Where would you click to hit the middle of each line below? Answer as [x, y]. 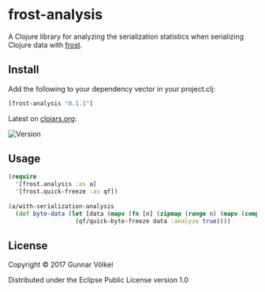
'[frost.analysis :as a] [56, 184]
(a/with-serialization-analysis [61, 206]
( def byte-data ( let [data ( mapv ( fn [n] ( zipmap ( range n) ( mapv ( [130, 214]
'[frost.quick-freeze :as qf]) [67, 192]
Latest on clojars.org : [43, 118]
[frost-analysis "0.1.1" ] [50, 103]
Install [24, 70]
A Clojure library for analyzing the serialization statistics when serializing [126, 36]
